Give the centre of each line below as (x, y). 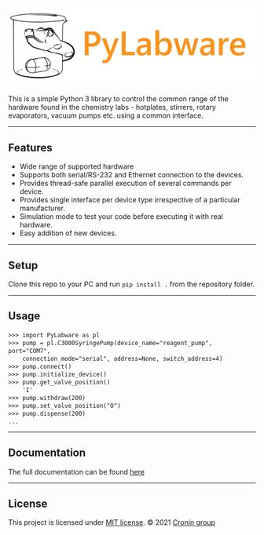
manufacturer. (42, 208)
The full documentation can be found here (77, 471)
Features (30, 147)
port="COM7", (29, 351)
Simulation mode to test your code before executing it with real (121, 217)
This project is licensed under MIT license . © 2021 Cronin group (112, 522)
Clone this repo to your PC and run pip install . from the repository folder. (132, 284)
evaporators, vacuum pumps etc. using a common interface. (106, 115)
